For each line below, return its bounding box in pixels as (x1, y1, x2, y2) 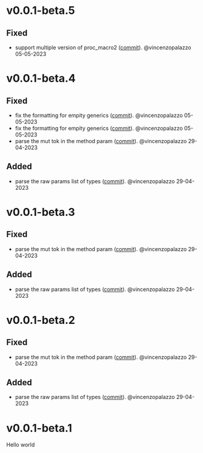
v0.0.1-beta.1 (6, 421, 73, 435)
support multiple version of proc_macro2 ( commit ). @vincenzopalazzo (15, 44, 191, 51)
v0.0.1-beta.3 (6, 206, 76, 219)
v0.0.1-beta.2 (6, 313, 76, 327)
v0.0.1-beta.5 (6, 4, 76, 18)
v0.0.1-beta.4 (6, 72, 76, 86)
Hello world (6, 441, 35, 449)
